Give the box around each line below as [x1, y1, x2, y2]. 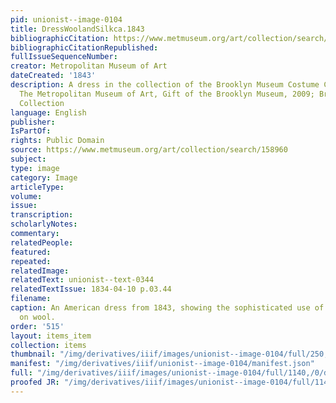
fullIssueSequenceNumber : [10, 52, 118, 62]
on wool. [19, 312, 56, 322]
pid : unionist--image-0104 [10, 14, 123, 25]
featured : [10, 247, 52, 257]
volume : [10, 191, 43, 201]
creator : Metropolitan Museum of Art [10, 61, 168, 71]
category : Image [10, 172, 78, 183]
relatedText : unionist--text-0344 [10, 275, 155, 285]
